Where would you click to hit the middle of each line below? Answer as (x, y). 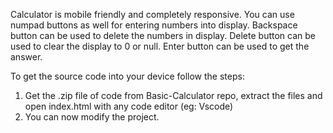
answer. (26, 57)
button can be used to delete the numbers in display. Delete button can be (163, 35)
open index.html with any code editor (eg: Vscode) (129, 106)
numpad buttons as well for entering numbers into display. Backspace (154, 25)
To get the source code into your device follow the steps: (127, 76)
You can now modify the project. (92, 117)
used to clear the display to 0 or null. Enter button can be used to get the (160, 46)
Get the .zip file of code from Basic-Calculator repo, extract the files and (173, 95)
